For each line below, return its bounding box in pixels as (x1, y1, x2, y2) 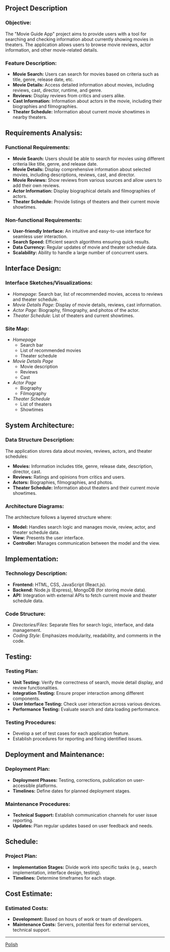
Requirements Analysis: (5, 129, 82, 137)
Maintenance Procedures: (5, 800, 71, 807)
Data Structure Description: (5, 437, 74, 444)
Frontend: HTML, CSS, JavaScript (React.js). (12, 581, 106, 587)
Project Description (5, 4, 68, 13)
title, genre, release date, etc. (12, 76, 74, 83)
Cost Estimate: (5, 889, 53, 898)
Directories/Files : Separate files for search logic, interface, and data (12, 621, 154, 627)
